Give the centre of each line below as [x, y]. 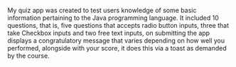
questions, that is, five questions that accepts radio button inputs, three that [118, 25]
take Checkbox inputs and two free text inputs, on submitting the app [109, 33]
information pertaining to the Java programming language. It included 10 [113, 18]
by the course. [28, 56]
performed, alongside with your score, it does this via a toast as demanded [117, 48]
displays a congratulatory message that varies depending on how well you [116, 41]
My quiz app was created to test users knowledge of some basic [102, 10]
